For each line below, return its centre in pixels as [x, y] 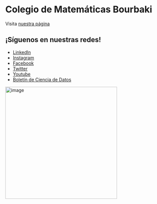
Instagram [23, 58]
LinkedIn [22, 52]
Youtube [21, 74]
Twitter [20, 68]
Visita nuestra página [28, 24]
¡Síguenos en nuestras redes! [53, 40]
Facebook [23, 63]
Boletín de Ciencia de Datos [42, 79]
